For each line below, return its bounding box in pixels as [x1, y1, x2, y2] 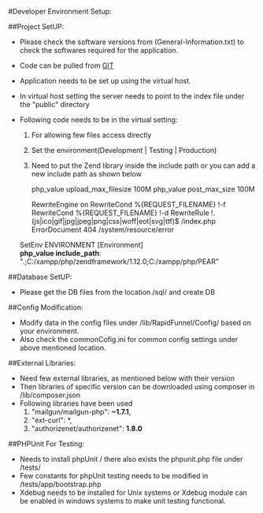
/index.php [180, 217, 217, 225]
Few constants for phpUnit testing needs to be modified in [19, 471, 209, 480]
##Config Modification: [8, 303, 83, 312]
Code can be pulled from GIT [19, 61, 114, 70]
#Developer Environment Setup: [8, 7, 112, 16]
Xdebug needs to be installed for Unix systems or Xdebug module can [19, 488, 248, 497]
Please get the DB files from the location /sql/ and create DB [19, 288, 215, 296]
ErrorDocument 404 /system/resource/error [31, 225, 175, 234]
